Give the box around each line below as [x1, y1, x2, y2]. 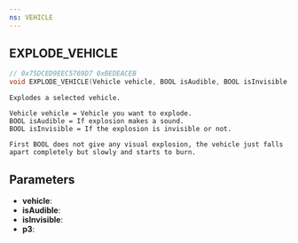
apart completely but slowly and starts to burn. [9, 148, 197, 157]
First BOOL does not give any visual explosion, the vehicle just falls [9, 140, 284, 149]
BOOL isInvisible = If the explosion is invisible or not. [9, 125, 232, 134]
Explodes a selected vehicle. [9, 94, 122, 103]
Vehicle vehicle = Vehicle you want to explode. [9, 109, 192, 118]
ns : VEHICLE [9, 12, 53, 22]
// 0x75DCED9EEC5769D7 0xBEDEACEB [9, 69, 137, 78]
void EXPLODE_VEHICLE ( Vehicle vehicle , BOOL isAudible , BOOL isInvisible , [9, 77, 292, 87]
